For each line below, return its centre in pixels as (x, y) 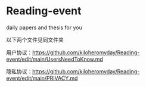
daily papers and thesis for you (44, 27)
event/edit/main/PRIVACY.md (42, 78)
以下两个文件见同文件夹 (35, 39)
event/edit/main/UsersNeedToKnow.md (55, 59)
